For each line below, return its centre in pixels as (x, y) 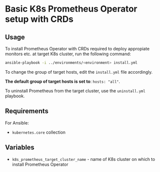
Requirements (27, 111)
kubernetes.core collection (39, 132)
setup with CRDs (39, 19)
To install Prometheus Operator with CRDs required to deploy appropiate (77, 49)
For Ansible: (17, 123)
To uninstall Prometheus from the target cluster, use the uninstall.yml (75, 91)
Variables (20, 148)
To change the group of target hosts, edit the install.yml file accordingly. (79, 72)
